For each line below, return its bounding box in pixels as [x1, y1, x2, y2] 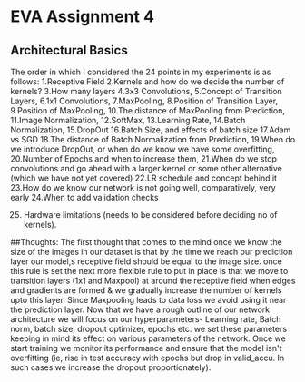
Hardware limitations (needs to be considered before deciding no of [23, 210, 278, 220]
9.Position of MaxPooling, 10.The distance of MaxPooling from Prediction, [10, 105, 285, 115]
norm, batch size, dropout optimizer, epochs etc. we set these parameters [10, 324, 288, 334]
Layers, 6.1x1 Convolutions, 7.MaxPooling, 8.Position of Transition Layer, [10, 95, 279, 106]
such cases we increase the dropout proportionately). [10, 362, 212, 373]
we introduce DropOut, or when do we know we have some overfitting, [10, 143, 275, 154]
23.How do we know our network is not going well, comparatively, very [10, 182, 276, 192]
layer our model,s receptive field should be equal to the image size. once [10, 256, 282, 267]
